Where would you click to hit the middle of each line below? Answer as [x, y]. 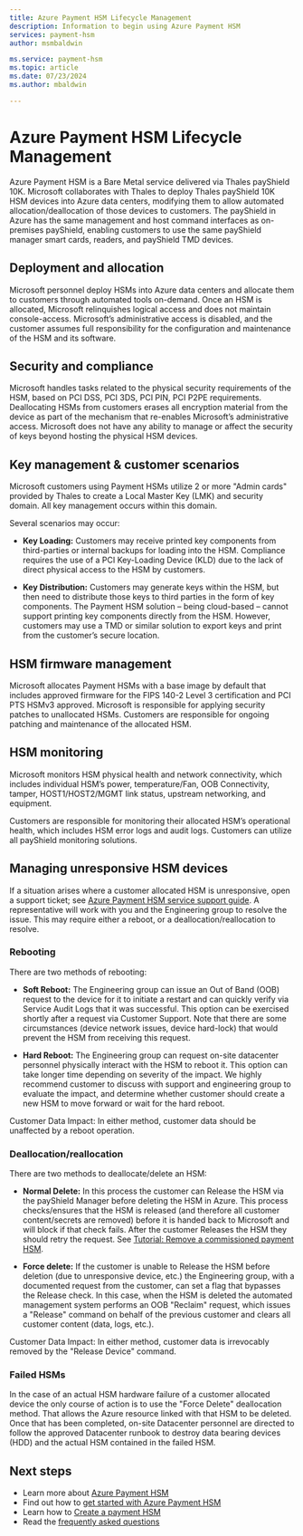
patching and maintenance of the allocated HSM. [100, 724]
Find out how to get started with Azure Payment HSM [122, 1502]
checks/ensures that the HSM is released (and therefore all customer [151, 1211]
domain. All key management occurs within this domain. [114, 506]
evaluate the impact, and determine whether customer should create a [153, 1093]
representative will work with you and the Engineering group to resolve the [148, 909]
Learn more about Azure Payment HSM [95, 1493]
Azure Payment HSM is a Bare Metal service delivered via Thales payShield [150, 181]
